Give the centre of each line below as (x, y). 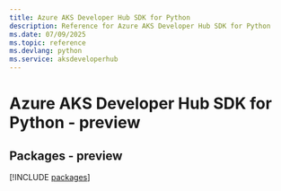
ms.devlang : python (46, 51)
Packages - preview (66, 156)
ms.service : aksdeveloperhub (64, 59)
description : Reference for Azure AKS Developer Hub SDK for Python (140, 26)
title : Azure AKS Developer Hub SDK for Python (100, 17)
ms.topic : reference (48, 43)
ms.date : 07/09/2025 (48, 34)
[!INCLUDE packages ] (50, 177)
